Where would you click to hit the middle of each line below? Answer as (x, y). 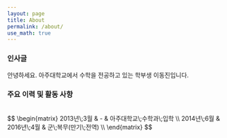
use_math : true (29, 33)
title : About (26, 20)
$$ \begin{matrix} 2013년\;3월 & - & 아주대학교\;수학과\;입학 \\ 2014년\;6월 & (113, 118)
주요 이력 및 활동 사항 (40, 94)
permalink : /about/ (35, 26)
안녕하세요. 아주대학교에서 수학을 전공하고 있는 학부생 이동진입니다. (98, 75)
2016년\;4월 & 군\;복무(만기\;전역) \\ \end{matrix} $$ (80, 127)
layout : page (26, 14)
